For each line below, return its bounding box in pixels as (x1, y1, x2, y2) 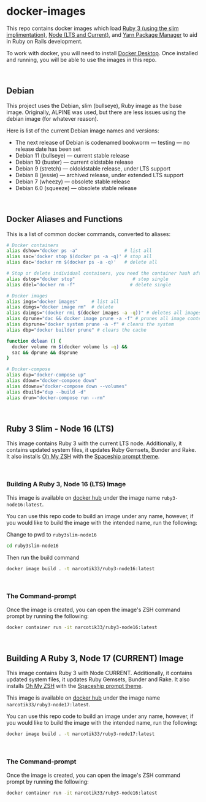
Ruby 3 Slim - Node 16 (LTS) (6, 423, 115, 433)
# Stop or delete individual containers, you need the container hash (6, 270, 191, 277)
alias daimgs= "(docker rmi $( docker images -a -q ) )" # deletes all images (6, 310, 202, 316)
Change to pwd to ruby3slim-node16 (6, 530, 97, 538)
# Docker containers (6, 242, 59, 248)
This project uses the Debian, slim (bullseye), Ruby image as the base (6, 102, 182, 109)
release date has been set (15, 145, 81, 153)
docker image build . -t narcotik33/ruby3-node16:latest (6, 565, 155, 571)
